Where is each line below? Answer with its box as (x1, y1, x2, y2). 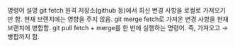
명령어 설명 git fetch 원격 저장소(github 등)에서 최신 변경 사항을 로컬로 (7, 6, 202, 14)
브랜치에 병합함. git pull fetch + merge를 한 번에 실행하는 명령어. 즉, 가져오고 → (7, 24, 229, 32)
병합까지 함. (7, 32, 40, 41)
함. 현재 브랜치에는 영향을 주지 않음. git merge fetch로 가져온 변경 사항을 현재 (14, 15, 229, 23)
